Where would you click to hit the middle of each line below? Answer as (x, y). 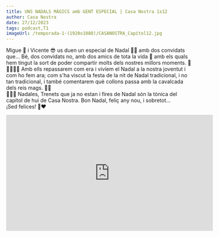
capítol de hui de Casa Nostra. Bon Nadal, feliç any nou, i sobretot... (89, 100)
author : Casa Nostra (32, 17)
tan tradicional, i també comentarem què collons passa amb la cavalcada (95, 82)
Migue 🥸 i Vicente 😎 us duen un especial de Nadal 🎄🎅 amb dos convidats (96, 50)
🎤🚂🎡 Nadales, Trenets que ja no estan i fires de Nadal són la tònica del (91, 94)
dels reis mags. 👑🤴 (29, 88)
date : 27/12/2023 (27, 22)
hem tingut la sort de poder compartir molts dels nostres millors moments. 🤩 (99, 63)
